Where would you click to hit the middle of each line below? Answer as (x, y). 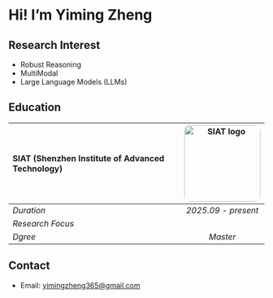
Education (35, 107)
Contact (29, 266)
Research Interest (54, 45)
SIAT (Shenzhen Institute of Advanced (89, 158)
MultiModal (39, 73)
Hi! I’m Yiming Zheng (80, 15)
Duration (29, 210)
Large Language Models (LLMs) (74, 82)
